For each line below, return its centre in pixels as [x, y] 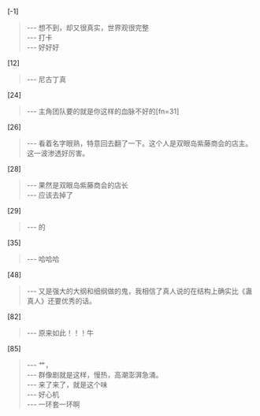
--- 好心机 [43, 394]
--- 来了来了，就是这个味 [67, 384]
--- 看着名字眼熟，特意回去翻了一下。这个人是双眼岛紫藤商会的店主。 [139, 143]
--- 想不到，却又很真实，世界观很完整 [88, 28]
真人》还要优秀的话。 [61, 301]
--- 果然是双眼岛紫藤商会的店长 [78, 185]
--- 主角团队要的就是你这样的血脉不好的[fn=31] [103, 111]
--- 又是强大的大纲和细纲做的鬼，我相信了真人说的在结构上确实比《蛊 [139, 291]
